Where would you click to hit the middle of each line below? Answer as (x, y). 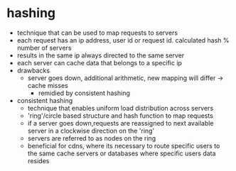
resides (38, 160)
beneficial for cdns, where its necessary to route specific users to (124, 145)
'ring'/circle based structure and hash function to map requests (120, 116)
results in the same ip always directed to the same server (101, 55)
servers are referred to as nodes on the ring (92, 138)
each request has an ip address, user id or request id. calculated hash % (123, 40)
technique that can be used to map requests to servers (97, 33)
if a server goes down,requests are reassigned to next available (120, 123)
